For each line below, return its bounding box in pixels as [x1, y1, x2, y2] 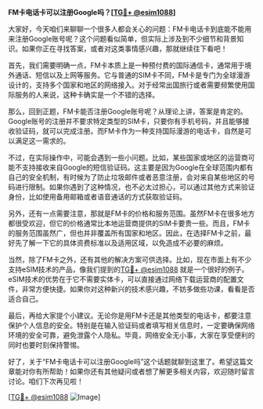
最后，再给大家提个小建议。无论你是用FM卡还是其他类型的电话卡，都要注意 [8, 311, 252, 320]
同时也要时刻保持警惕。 [8, 341, 84, 349]
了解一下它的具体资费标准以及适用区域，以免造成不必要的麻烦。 [21, 239, 228, 247]
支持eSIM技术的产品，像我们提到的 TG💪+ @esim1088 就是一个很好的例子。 [8, 265, 249, 274]
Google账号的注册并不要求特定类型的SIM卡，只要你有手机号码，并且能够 [8, 117, 243, 126]
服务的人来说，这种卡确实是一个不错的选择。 [14, 90, 159, 99]
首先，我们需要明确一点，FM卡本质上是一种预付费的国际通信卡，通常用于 [8, 60, 245, 70]
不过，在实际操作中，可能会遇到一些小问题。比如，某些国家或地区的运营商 [8, 153, 248, 162]
